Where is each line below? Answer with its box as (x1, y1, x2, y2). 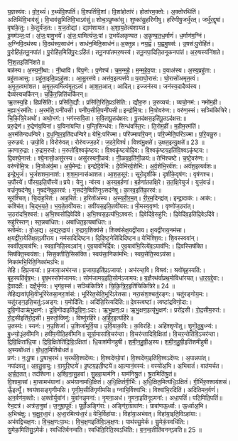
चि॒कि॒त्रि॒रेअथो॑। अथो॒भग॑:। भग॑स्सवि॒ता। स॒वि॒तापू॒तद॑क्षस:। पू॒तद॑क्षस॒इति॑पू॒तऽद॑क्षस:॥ (7, 114, 187, 122)
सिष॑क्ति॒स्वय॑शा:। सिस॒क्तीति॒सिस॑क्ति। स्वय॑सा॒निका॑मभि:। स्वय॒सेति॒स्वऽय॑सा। (7, 250, 175, 258)
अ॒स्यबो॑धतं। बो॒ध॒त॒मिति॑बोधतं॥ (7, 346, 73, 354)
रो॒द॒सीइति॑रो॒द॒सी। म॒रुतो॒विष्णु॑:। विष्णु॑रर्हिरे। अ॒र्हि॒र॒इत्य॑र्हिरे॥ (7, 314, 134, 322)
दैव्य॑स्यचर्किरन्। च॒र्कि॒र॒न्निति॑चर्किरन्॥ (7, 90, 87, 98)
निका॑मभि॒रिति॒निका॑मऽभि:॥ (7, 258, 64, 266)
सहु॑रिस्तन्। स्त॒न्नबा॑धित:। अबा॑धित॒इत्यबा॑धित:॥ (7, 218, 112, 226)
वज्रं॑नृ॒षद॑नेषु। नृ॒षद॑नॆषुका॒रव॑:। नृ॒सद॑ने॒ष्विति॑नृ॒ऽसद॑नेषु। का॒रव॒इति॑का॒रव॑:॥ (7, 186, 162, 194)
